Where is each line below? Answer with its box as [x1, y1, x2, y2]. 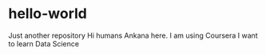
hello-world [8, 5, 88, 23]
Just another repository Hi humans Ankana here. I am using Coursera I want [8, 31, 258, 40]
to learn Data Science [8, 38, 80, 48]
